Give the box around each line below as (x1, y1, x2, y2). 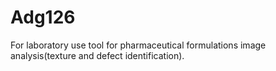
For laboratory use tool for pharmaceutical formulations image (10, 39, 267, 51)
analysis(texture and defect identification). (10, 49, 185, 61)
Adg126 (10, 6, 76, 29)
